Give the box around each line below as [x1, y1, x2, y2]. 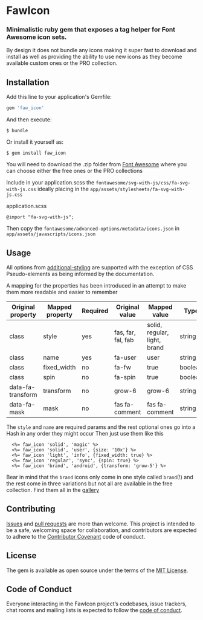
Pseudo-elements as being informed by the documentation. [6, 270, 155, 277]
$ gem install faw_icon [6, 150, 66, 157]
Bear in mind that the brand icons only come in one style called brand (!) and [6, 473, 193, 480]
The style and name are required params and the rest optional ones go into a [6, 423, 196, 431]
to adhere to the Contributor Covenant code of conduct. [6, 533, 146, 540]
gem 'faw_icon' [6, 105, 45, 111]
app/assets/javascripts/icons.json [6, 231, 96, 237]
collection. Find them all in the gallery [6, 486, 100, 493]
